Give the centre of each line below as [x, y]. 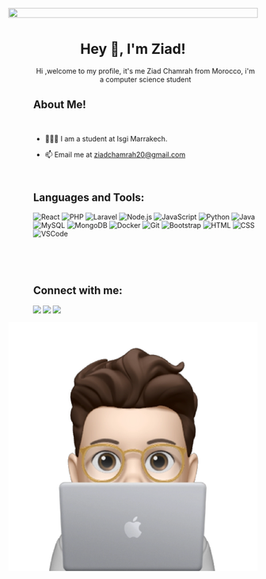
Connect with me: [78, 291]
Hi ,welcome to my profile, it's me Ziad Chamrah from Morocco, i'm [146, 71]
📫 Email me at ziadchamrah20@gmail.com [115, 154]
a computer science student [146, 80]
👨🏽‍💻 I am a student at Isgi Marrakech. [106, 138]
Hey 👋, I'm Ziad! [133, 49]
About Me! [60, 104]
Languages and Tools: [89, 198]
